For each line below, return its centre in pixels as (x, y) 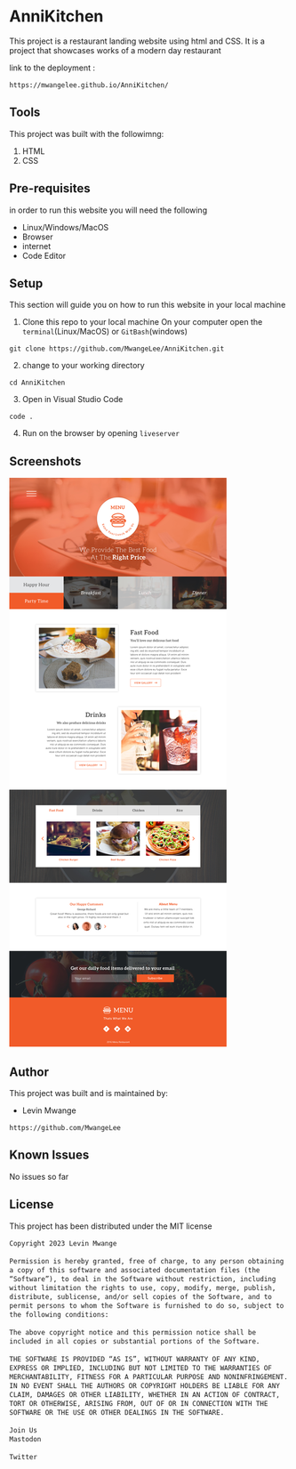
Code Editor (44, 255)
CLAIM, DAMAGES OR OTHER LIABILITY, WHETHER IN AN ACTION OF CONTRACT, (144, 1394)
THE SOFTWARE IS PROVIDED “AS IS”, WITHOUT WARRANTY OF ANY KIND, (135, 1359)
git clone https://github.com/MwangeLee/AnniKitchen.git (117, 349)
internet (36, 246)
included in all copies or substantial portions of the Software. (135, 1341)
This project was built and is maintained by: (89, 1093)
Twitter (24, 1457)
